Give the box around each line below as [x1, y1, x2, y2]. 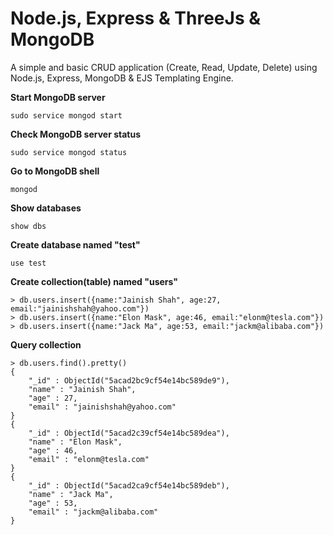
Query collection [10, 338, 82, 351]
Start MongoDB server [10, 91, 106, 103]
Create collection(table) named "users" [10, 275, 179, 287]
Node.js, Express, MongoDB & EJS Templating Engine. [10, 72, 234, 84]
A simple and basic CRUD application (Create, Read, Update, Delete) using [10, 61, 318, 73]
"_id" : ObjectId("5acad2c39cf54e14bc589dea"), [28, 428, 230, 438]
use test [10, 258, 47, 268]
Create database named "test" [10, 238, 141, 251]
